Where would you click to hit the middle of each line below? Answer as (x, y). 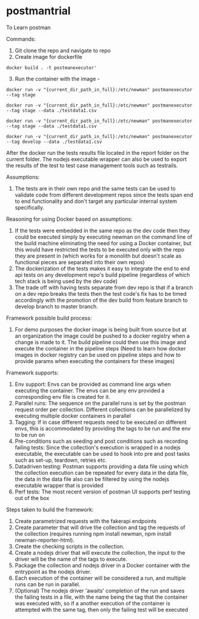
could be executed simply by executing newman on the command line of (103, 237)
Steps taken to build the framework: (50, 509)
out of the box (32, 498)
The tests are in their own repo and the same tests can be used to (95, 188)
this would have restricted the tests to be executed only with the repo (99, 249)
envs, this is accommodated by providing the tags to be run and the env (103, 428)
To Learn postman (29, 27)
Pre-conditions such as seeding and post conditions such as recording (101, 441)
